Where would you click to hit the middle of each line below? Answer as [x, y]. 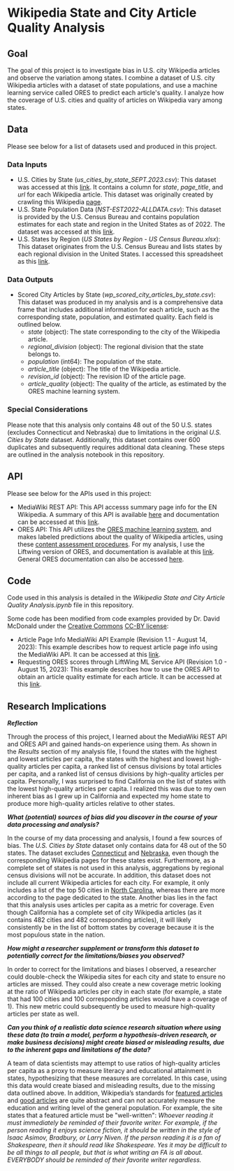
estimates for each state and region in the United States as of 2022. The [121, 225]
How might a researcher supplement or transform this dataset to [103, 949]
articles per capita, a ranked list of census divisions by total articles [125, 767]
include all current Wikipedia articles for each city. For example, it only [108, 883]
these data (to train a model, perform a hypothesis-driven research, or [112, 1035]
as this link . [34, 262]
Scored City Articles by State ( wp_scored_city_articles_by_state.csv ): [116, 294]
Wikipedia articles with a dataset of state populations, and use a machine [112, 85]
